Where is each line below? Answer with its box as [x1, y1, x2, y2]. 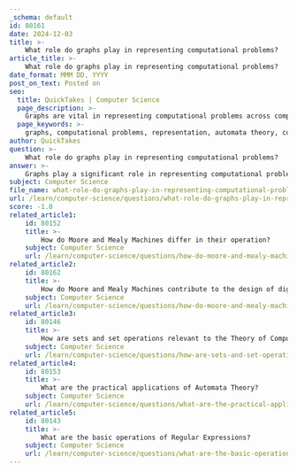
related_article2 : [9, 260, 77, 269]
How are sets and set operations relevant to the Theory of [41, 334, 267, 343]
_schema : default [9, 12, 73, 22]
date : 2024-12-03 [9, 29, 73, 38]
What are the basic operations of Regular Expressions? [41, 433, 251, 442]
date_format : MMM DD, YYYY [9, 71, 109, 80]
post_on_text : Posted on [9, 79, 101, 88]
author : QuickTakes [9, 136, 81, 145]
